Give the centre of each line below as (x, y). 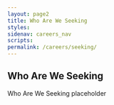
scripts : (20, 41)
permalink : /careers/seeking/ (52, 47)
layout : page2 (28, 14)
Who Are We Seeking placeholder (57, 93)
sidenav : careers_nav (40, 34)
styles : (19, 27)
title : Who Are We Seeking (47, 21)
